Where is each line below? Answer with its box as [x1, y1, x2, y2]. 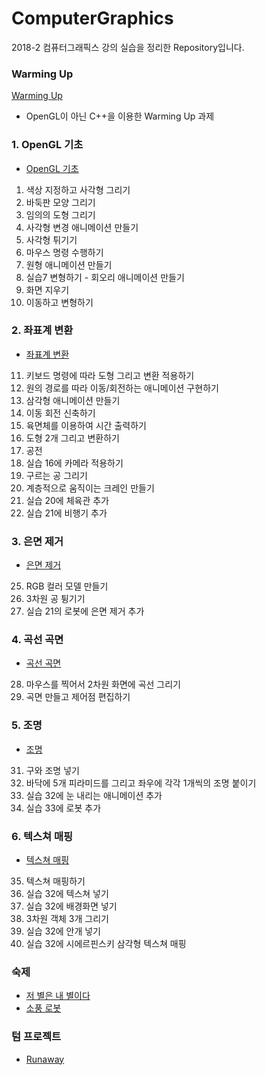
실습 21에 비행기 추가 [25, 507, 108, 519]
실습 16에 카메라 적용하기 [25, 457, 124, 469]
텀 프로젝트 [11, 1030, 62, 1044]
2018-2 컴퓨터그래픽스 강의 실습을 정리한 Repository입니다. [11, 41, 245, 53]
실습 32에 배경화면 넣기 [25, 900, 118, 912]
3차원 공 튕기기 [25, 593, 86, 605]
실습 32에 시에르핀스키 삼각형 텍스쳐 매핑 [25, 938, 187, 950]
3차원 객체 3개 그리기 [25, 913, 109, 925]
